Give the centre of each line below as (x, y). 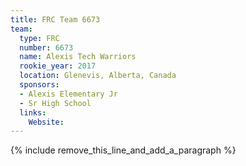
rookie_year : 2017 (58, 66)
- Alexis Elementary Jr (68, 94)
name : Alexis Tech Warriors (78, 57)
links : (33, 112)
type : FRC (39, 38)
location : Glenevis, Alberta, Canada (98, 76)
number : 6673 (46, 47)
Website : (46, 122)
